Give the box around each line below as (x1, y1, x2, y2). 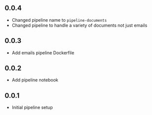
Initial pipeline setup (11, 105, 53, 111)
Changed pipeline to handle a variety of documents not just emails (11, 22, 148, 28)
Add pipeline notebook (11, 77, 58, 83)
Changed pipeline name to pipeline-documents (11, 17, 107, 23)
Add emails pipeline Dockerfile (11, 49, 75, 56)
